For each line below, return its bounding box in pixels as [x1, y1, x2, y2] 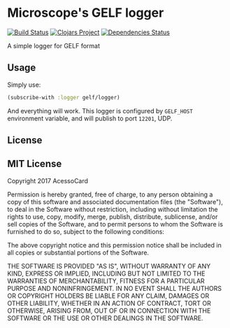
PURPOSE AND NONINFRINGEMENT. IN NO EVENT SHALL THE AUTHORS [7, 284, 222, 292]
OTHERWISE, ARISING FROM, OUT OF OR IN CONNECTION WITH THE [7, 306, 211, 315]
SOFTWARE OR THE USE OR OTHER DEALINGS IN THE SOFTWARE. [7, 313, 203, 322]
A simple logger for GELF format [7, 41, 100, 50]
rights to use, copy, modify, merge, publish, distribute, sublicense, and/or [7, 212, 218, 221]
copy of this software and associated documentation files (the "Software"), [7, 197, 224, 206]
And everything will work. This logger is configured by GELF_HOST [7, 106, 194, 115]
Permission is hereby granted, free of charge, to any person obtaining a [7, 190, 213, 199]
